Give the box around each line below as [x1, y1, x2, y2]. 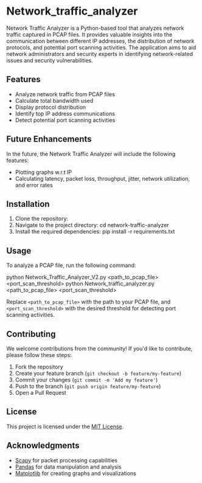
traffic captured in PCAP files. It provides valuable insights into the [6, 30, 172, 38]
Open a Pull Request [15, 389, 67, 396]
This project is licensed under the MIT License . [6, 423, 124, 430]
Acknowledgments [6, 440, 80, 451]
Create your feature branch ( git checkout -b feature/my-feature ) [15, 370, 181, 377]
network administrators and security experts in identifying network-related [6, 50, 193, 57]
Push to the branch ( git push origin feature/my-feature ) [15, 383, 161, 390]
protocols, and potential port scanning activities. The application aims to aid [6, 44, 197, 51]
